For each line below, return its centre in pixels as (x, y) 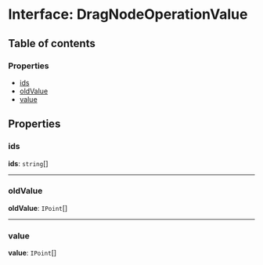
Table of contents (52, 44)
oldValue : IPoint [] (38, 208)
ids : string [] (28, 163)
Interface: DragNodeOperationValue (128, 15)
